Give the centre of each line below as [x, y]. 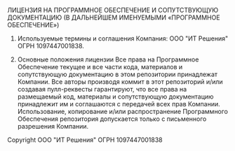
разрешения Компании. [53, 126]
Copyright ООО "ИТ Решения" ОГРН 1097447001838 [85, 140]
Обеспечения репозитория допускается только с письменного [112, 119]
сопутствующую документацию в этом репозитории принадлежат [117, 74]
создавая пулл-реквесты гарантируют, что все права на [102, 89]
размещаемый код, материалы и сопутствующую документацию [115, 96]
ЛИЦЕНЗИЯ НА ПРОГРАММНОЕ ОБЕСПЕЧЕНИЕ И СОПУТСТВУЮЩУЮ [113, 10]
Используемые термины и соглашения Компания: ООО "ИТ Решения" [123, 38]
